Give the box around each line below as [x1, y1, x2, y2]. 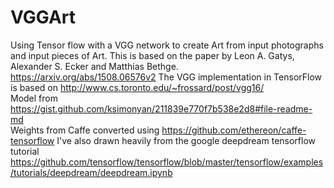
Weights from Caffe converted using [10, 124, 160, 136]
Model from [10, 92, 58, 104]
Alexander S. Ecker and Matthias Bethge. [10, 60, 179, 72]
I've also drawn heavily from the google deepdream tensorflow [56, 134, 317, 146]
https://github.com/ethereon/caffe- [161, 124, 307, 136]
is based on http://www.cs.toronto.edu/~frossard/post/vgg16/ [10, 81, 265, 93]
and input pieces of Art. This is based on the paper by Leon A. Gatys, [10, 49, 295, 61]
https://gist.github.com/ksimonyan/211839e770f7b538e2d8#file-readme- [10, 102, 313, 115]
